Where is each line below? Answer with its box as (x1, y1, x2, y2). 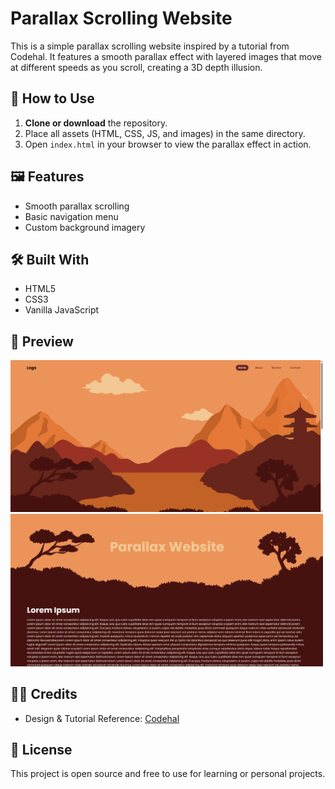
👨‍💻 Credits (10, 686, 78, 703)
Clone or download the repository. (24, 117, 168, 129)
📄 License (10, 741, 73, 758)
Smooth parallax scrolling (24, 200, 130, 212)
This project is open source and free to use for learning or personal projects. (10, 768, 326, 780)
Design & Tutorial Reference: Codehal (24, 712, 180, 724)
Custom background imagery (24, 221, 146, 233)
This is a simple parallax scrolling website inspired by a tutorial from (10, 40, 290, 52)
